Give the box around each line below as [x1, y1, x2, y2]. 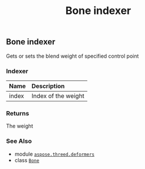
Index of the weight [31, 91, 85, 100]
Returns [6, 109, 29, 117]
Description [31, 82, 65, 90]
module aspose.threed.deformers [14, 150, 95, 157]
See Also [6, 137, 32, 145]
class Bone [14, 156, 40, 164]
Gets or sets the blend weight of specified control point [6, 52, 139, 59]
